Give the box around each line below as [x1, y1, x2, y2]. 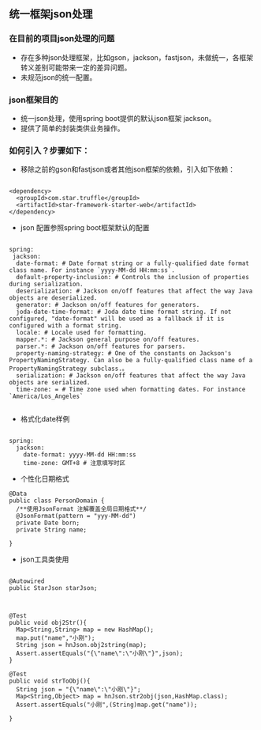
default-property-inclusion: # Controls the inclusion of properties [16, 274, 249, 282]
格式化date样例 [20, 414, 70, 424]
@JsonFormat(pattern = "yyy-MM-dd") [16, 513, 136, 520]
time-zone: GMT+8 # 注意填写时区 [23, 460, 126, 467]
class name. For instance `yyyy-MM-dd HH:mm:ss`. [9, 267, 176, 274]
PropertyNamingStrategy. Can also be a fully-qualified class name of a [9, 357, 253, 365]
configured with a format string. [9, 322, 123, 330]
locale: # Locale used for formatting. [16, 329, 147, 337]
